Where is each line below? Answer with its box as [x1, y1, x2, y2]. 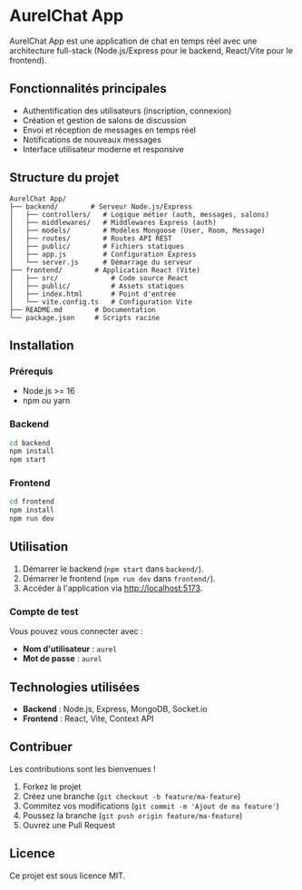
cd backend [9, 438, 51, 447]
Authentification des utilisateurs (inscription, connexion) [22, 105, 232, 116]
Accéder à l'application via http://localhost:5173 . [22, 582, 203, 593]
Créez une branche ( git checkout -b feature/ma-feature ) [22, 790, 241, 801]
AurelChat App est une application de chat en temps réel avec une [9, 35, 258, 46]
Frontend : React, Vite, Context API [22, 713, 154, 724]
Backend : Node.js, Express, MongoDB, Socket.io [22, 704, 208, 715]
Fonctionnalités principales [9, 81, 168, 96]
